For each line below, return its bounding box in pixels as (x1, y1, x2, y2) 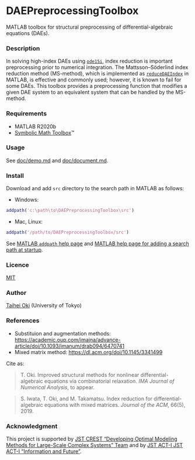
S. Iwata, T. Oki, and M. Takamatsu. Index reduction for (20, 395, 153, 402)
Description (6, 44, 40, 52)
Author (6, 289, 27, 297)
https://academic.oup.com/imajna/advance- (14, 336, 121, 343)
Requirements (6, 109, 47, 118)
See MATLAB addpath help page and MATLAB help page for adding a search (6, 240, 190, 247)
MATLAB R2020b (14, 123, 57, 130)
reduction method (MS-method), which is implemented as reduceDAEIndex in (6, 70, 189, 77)
